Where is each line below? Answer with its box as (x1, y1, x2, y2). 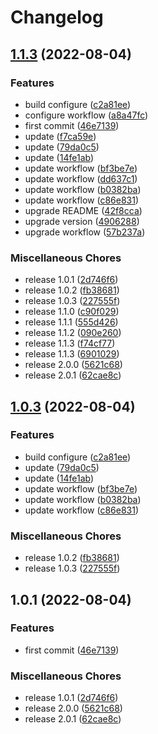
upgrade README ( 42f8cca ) (24, 204, 143, 216)
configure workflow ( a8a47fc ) (24, 109, 149, 121)
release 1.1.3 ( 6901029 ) (24, 348, 120, 360)
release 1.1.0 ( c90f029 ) (24, 306, 120, 318)
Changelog (10, 6, 104, 29)
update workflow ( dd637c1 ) (24, 172, 138, 185)
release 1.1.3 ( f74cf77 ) (24, 337, 116, 350)
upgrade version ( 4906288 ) (24, 215, 140, 227)
